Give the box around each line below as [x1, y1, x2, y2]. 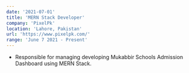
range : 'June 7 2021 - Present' [6, 37, 88, 43]
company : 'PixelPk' [6, 20, 56, 26]
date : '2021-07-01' [6, 8, 56, 15]
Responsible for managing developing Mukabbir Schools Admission [14, 54, 184, 60]
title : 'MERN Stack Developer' [6, 14, 85, 21]
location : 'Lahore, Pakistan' [6, 25, 83, 32]
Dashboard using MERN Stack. [14, 60, 92, 67]
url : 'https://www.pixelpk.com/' [6, 31, 91, 37]
